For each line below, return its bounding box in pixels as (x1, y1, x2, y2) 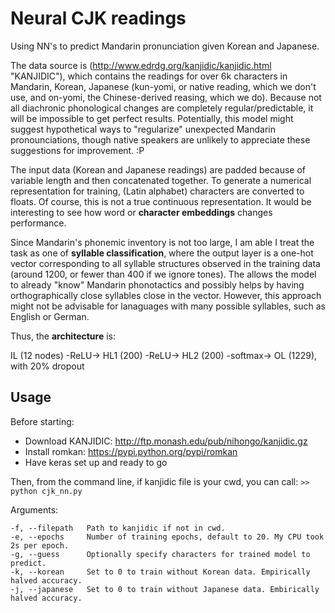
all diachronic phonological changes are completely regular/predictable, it (10, 102, 314, 114)
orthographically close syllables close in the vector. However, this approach (10, 289, 322, 301)
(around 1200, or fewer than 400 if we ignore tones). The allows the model (10, 268, 317, 280)
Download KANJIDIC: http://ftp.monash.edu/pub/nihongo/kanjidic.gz (24, 435, 308, 447)
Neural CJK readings (10, 7, 187, 30)
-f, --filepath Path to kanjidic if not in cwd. (10, 523, 226, 533)
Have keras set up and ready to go (24, 456, 168, 468)
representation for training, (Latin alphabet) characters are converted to (10, 185, 305, 197)
